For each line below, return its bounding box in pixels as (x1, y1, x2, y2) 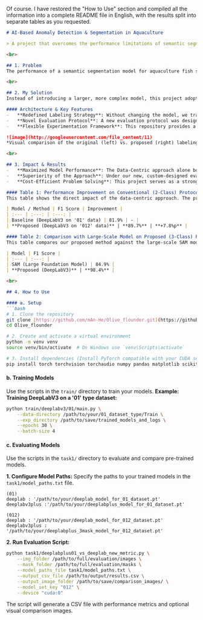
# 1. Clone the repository (6, 311, 74, 317)
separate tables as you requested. (6, 18, 91, 25)
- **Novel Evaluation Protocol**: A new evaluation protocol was (6, 117, 180, 123)
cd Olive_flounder (6, 322, 53, 328)
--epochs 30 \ (17, 423, 53, 429)
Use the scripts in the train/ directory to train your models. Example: (6, 387, 179, 395)
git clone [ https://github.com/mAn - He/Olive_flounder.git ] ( (6, 317, 161, 323)
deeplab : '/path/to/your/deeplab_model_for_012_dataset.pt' (6, 517, 164, 524)
